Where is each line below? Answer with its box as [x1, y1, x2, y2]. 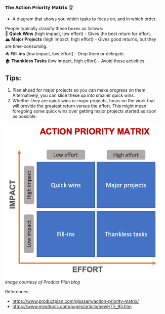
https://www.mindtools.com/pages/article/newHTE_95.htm [12, 303, 132, 309]
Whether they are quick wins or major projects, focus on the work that [12, 97, 155, 103]
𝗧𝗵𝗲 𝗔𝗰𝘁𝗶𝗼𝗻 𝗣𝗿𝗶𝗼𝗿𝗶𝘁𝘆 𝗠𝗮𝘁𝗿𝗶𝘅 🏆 [5, 4, 74, 10]
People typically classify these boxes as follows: [5, 26, 104, 31]
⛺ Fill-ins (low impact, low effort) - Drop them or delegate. [5, 51, 125, 56]
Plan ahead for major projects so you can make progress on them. [12, 87, 147, 93]
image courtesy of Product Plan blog [5, 279, 81, 285]
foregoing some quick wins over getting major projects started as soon [12, 108, 157, 114]
